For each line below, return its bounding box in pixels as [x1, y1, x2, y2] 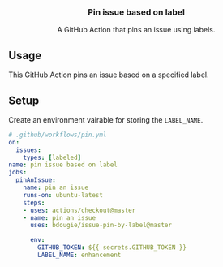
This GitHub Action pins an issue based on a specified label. [8, 70, 209, 80]
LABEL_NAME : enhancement [37, 251, 122, 260]
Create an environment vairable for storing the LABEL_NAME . [8, 114, 204, 124]
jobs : [8, 169, 27, 177]
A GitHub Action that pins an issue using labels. [57, 25, 216, 35]
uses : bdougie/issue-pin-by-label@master [29, 222, 173, 230]
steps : [23, 198, 45, 207]
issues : [15, 145, 42, 154]
